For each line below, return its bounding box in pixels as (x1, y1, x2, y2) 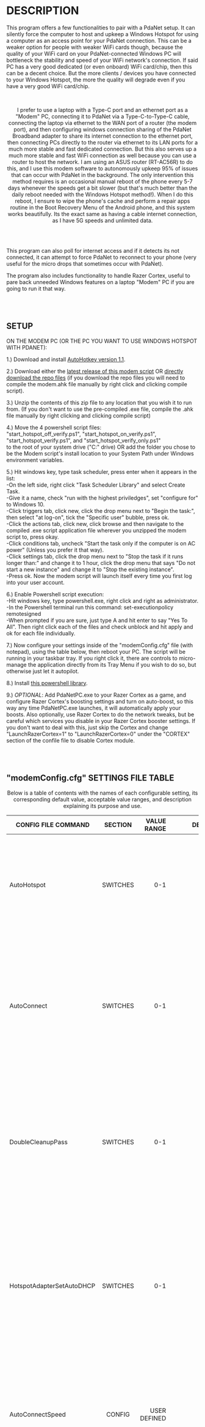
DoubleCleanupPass (9, 1137, 68, 1146)
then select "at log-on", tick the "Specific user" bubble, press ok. (6, 514, 170, 521)
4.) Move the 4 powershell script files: (6, 424, 102, 431)
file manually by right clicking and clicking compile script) (6, 411, 151, 419)
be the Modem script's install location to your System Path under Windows (6, 449, 194, 457)
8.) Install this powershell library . (6, 679, 88, 686)
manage (6, 661, 27, 668)
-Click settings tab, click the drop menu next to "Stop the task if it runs (6, 552, 184, 560)
